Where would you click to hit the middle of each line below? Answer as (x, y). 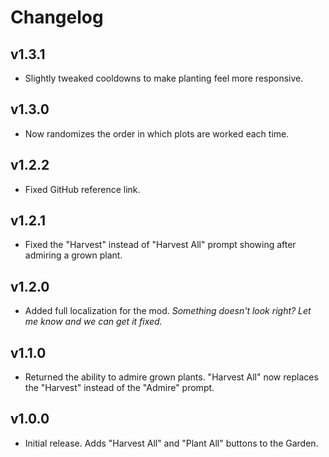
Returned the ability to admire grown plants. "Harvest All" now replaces (171, 377)
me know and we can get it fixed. (93, 322)
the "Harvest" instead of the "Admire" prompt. (119, 388)
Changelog (57, 17)
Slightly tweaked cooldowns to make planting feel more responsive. (164, 78)
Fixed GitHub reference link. (82, 189)
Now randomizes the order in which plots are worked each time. (157, 133)
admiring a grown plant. (73, 255)
